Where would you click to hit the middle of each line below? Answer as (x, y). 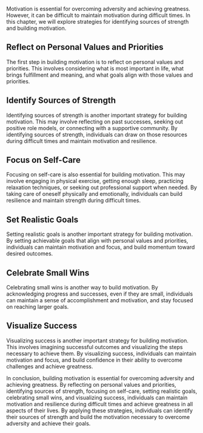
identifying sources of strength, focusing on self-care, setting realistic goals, (102, 391)
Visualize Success (42, 326)
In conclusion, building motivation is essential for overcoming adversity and (101, 378)
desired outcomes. (30, 254)
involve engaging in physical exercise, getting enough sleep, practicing (95, 181)
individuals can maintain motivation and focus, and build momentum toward (101, 247)
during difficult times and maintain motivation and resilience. (82, 141)
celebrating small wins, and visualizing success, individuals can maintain (97, 397)
